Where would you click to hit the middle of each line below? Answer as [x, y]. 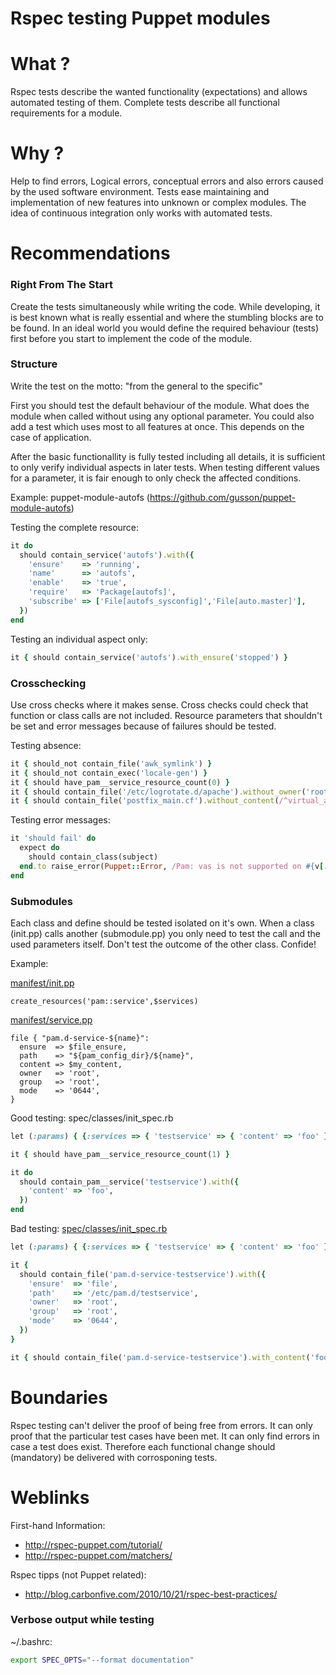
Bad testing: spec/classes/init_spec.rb [89, 1229]
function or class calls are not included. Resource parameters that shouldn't [166, 715]
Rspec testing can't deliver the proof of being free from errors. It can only [161, 1425]
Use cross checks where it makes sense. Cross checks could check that [159, 704]
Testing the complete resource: [75, 527]
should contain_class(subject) [93, 857]
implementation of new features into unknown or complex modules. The [158, 203]
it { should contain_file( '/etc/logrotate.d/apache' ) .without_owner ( [158, 792]
